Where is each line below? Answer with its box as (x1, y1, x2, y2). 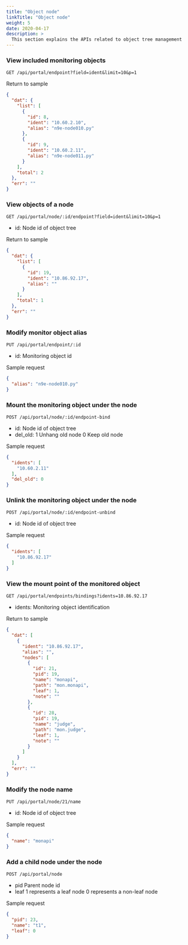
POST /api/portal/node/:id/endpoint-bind (6, 414, 111, 420)
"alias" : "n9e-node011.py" (27, 153, 95, 159)
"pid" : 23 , (11, 916, 39, 923)
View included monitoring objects (6, 56, 106, 65)
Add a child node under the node (6, 858, 102, 866)
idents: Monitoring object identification (14, 604, 110, 611)
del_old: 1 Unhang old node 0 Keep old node (14, 431, 123, 438)
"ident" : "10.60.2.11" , (27, 148, 86, 154)
